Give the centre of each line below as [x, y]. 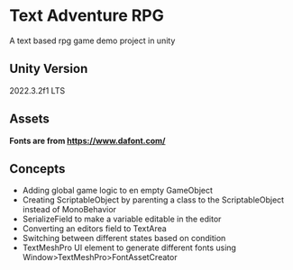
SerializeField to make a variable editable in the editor [122, 219]
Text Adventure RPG [87, 16]
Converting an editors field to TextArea [94, 229]
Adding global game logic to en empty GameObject [118, 191]
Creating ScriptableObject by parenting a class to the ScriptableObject [153, 200]
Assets [29, 119]
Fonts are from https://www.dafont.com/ [87, 140]
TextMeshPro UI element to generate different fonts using [129, 247]
